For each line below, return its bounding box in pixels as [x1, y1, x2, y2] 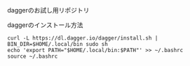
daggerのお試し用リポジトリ [7, 6, 90, 14]
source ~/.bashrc [7, 53, 58, 60]
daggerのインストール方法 [7, 21, 83, 29]
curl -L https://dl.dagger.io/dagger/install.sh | [7, 35, 158, 42]
